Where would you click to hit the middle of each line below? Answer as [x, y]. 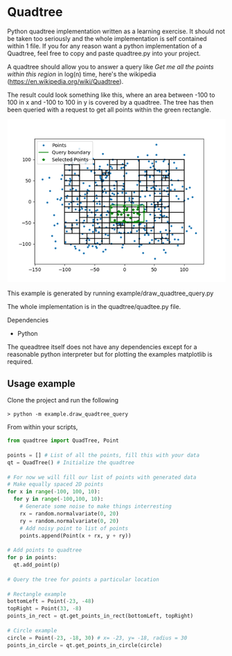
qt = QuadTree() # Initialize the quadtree [71, 462]
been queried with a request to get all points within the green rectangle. [109, 109]
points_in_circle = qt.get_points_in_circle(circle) [85, 645]
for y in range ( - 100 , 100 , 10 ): [59, 499]
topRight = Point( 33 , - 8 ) [44, 609]
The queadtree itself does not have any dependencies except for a [102, 347]
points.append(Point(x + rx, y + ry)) [75, 535]
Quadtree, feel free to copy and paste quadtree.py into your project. [104, 53]
